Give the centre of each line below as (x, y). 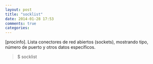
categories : (17, 28)
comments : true (21, 23)
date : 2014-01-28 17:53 (30, 19)
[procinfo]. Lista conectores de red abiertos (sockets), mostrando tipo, (77, 42)
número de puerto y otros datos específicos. (50, 47)
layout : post (19, 10)
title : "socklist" (24, 14)
